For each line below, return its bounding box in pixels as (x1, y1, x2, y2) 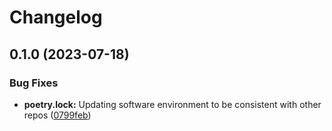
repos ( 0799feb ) (23, 109, 92, 121)
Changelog (9, 6, 103, 29)
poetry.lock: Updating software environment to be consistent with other (23, 98, 322, 110)
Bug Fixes (9, 76, 59, 90)
